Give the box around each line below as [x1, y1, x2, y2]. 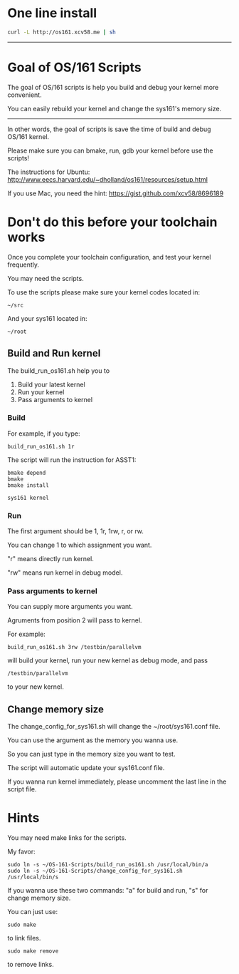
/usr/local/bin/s [7, 873, 59, 881]
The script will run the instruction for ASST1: [7, 455, 137, 464]
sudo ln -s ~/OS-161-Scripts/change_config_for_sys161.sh [7, 868, 183, 875]
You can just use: [7, 908, 58, 916]
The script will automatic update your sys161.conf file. [7, 764, 165, 772]
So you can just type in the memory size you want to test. [7, 750, 176, 759]
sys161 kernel [7, 494, 50, 501]
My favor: [7, 847, 36, 856]
